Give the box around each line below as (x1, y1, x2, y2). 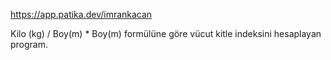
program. (10, 39, 49, 50)
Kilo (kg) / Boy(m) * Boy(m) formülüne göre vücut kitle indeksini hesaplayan (10, 28, 322, 39)
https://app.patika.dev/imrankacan (10, 9, 153, 20)
